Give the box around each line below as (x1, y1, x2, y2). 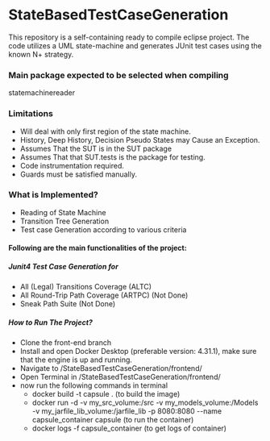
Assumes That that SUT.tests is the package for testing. (19, 152, 206, 162)
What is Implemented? (8, 189, 98, 201)
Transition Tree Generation (19, 216, 110, 226)
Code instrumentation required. (19, 160, 125, 170)
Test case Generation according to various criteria (19, 224, 187, 235)
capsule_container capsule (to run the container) (31, 415, 194, 425)
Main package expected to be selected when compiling (8, 69, 229, 81)
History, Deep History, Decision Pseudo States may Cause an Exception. (19, 135, 260, 144)
